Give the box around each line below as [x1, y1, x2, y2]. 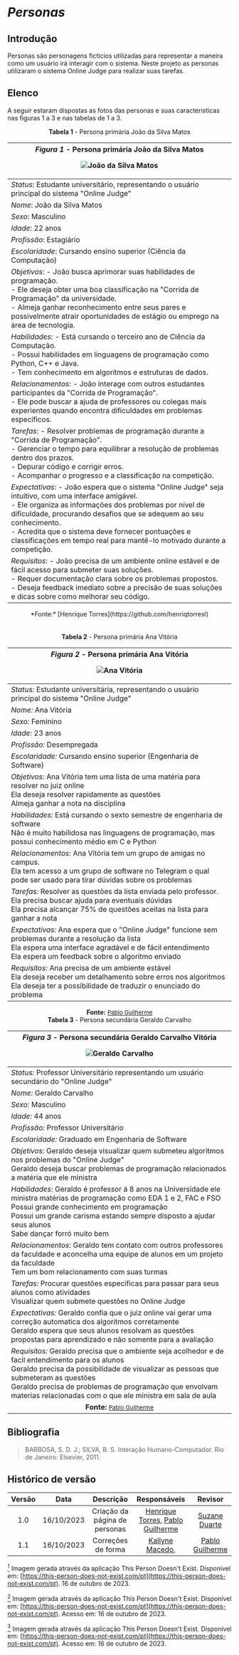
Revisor [197, 1494, 224, 1504]
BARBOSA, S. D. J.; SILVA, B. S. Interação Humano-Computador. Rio [24, 1445, 224, 1454]
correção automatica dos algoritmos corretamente [11, 1316, 179, 1326]
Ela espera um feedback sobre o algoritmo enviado [11, 951, 181, 961]
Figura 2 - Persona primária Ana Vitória [51, 649, 188, 659]
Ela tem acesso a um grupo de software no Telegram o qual [11, 866, 210, 876]
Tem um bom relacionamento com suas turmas [11, 1266, 169, 1276]
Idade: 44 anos [11, 1111, 62, 1121]
